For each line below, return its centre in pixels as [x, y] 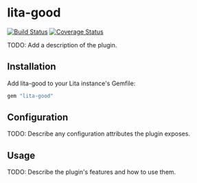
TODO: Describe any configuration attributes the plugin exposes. [99, 134]
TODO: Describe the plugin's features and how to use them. [92, 172]
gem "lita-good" [30, 96]
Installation [32, 67]
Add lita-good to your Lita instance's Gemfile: [71, 83]
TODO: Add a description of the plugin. [62, 45]
